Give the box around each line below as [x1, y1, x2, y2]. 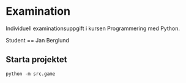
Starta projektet [6, 54, 67, 65]
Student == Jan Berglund [6, 36, 70, 44]
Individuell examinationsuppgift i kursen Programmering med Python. [6, 25, 180, 32]
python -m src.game [6, 71, 56, 77]
